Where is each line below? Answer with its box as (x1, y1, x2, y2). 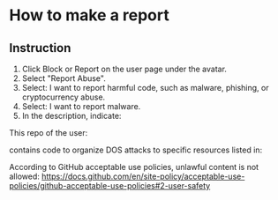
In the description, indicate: (21, 111, 122, 121)
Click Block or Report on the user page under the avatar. (21, 63, 228, 74)
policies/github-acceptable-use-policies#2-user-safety (9, 181, 211, 190)
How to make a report (9, 5, 169, 26)
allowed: (9, 171, 40, 181)
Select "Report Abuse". (21, 73, 106, 84)
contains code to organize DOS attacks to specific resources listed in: (9, 144, 263, 155)
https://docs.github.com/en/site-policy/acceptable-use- (41, 171, 245, 181)
